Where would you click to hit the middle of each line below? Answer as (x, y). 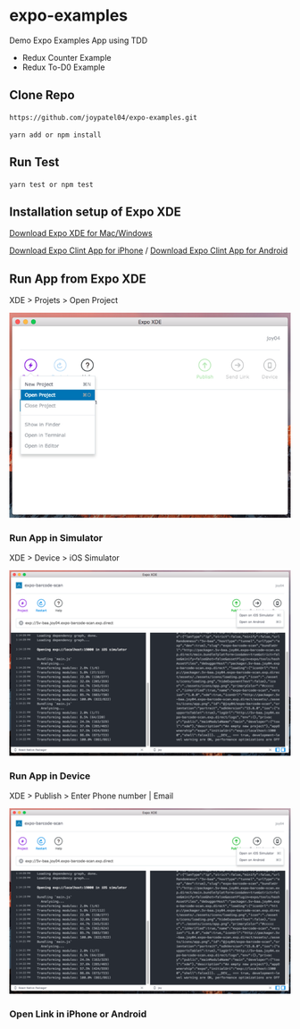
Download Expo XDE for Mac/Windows (81, 233)
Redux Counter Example (67, 57)
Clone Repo (42, 95)
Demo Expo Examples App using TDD (79, 40)
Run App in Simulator (56, 538)
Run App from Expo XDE (78, 278)
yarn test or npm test (51, 184)
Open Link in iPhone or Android (78, 1014)
